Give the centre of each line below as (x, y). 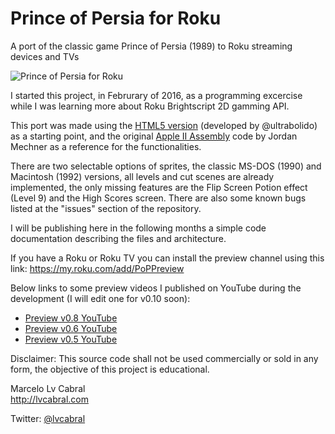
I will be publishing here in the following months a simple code (138, 228)
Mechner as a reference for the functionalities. (106, 146)
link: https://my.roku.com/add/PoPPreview (97, 268)
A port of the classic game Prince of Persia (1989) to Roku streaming (151, 46)
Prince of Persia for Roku (116, 18)
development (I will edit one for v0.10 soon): (100, 298)
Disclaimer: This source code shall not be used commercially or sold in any (164, 358)
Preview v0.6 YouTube (71, 328)
